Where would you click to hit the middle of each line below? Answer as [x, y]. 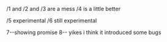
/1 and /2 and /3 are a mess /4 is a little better [64, 9]
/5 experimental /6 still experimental [52, 20]
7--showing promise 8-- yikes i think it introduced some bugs [84, 32]
